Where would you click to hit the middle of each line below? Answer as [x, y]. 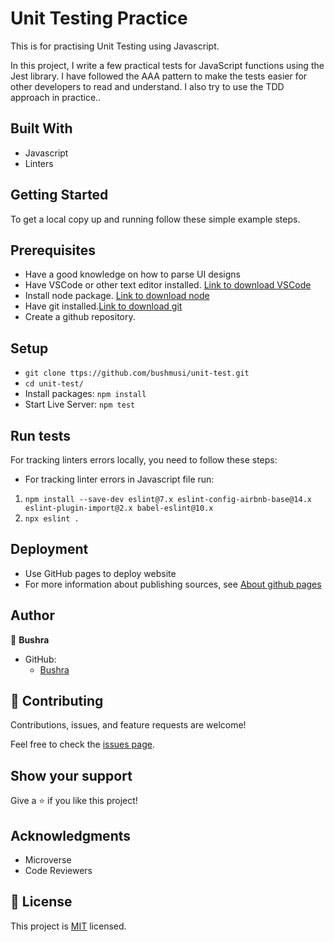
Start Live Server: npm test [80, 404]
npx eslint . [52, 519]
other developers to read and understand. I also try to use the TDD [147, 86]
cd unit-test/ [54, 384]
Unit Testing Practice [99, 18]
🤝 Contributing [57, 701]
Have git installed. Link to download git [103, 306]
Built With [41, 128]
